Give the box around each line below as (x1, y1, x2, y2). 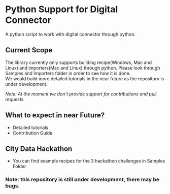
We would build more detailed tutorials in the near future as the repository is (5, 75, 164, 82)
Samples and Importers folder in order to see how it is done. (5, 70, 131, 76)
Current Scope (5, 46, 53, 54)
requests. (5, 96, 25, 102)
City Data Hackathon (5, 144, 73, 153)
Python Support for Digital (5, 4, 118, 15)
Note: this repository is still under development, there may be (5, 176, 160, 183)
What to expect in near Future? (5, 111, 105, 120)
